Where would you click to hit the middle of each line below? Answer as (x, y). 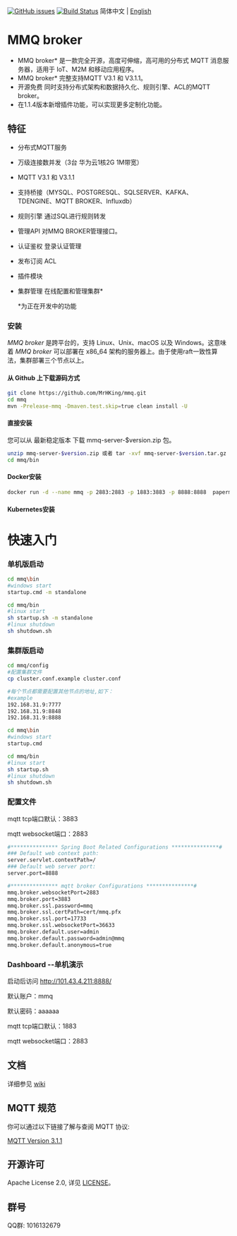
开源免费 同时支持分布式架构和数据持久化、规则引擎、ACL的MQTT (114, 87)
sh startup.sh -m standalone (50, 618)
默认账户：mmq (30, 996)
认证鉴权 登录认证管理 (49, 246)
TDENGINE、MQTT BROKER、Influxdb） (77, 201)
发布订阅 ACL (37, 261)
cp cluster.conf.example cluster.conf (64, 679)
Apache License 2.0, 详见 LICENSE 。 (61, 1183)
